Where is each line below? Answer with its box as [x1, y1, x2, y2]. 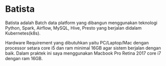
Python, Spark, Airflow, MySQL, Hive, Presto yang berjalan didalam [5, 25, 142, 31]
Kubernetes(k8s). [5, 30, 41, 36]
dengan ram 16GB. [5, 55, 43, 61]
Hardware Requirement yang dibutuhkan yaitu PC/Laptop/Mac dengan [5, 39, 149, 45]
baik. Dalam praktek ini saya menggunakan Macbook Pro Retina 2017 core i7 [5, 50, 161, 56]
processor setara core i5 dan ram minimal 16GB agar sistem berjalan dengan [5, 45, 161, 51]
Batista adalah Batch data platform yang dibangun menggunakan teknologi [5, 20, 158, 26]
